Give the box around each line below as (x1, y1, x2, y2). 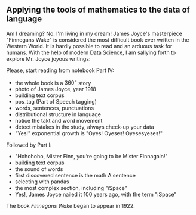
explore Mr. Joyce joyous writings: (6, 55, 91, 62)
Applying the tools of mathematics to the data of (6, 5, 190, 15)
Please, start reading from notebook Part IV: (6, 67, 115, 74)
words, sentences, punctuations (14, 104, 94, 112)
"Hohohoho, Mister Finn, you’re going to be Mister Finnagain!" (14, 153, 169, 160)
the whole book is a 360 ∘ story (14, 78, 91, 86)
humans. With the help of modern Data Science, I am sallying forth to (6, 49, 176, 56)
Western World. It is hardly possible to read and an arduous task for (6, 42, 173, 49)
